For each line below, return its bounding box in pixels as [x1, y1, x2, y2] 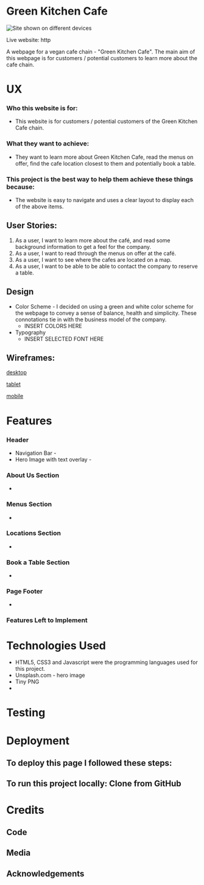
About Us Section [6, 470, 60, 479]
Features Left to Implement [6, 616, 88, 624]
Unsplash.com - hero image [15, 671, 85, 679]
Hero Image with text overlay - [15, 455, 92, 463]
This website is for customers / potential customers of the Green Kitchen [15, 117, 198, 125]
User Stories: [6, 220, 57, 231]
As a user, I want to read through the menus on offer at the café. [15, 250, 177, 257]
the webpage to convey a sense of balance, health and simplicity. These [15, 309, 197, 317]
